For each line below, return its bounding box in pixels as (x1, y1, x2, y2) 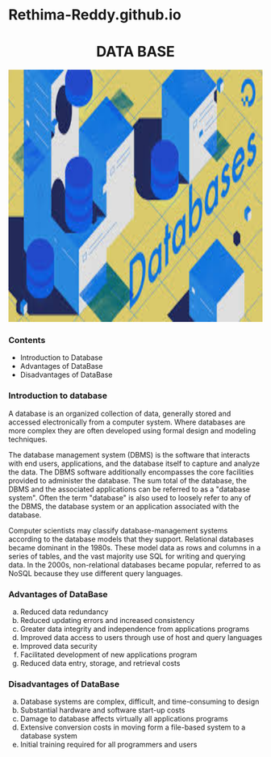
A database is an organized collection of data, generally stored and (8, 408, 231, 418)
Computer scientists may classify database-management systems (8, 525, 228, 535)
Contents (8, 335, 46, 346)
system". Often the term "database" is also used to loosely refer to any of (8, 492, 252, 502)
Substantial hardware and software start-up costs (19, 705, 186, 715)
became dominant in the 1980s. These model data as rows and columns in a (8, 542, 261, 552)
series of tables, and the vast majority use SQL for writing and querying (8, 551, 246, 561)
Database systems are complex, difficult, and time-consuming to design (19, 696, 260, 707)
